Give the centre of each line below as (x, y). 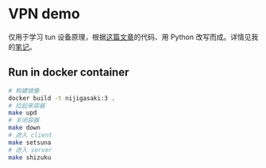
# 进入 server (31, 150)
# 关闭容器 (24, 120)
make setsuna (30, 143)
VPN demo (44, 14)
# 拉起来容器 (27, 105)
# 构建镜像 (24, 91)
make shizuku (30, 157)
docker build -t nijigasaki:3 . (62, 98)
